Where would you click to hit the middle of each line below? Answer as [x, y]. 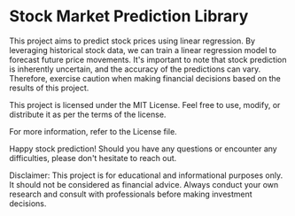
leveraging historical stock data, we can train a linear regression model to [143, 50]
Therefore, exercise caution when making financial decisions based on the [145, 78]
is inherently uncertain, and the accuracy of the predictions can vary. [135, 69]
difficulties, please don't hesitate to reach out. [93, 158]
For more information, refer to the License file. [93, 131]
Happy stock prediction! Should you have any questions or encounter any [143, 149]
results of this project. [49, 88]
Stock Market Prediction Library [129, 16]
